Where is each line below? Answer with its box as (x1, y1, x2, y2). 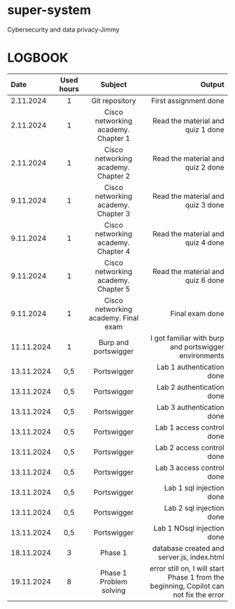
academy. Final (88, 313, 138, 322)
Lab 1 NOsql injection (153, 523, 225, 533)
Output (200, 79, 225, 89)
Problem (99, 577, 128, 587)
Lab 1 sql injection (164, 483, 225, 493)
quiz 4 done (185, 238, 225, 247)
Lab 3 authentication (156, 402, 225, 412)
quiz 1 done (185, 125, 225, 135)
